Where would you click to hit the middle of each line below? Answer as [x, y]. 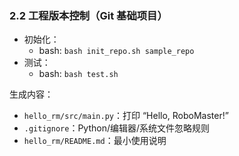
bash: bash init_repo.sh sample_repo [116, 51]
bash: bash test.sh [78, 74]
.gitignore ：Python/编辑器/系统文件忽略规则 [117, 128]
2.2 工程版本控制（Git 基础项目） [88, 15]
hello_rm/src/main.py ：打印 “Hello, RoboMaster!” [126, 116]
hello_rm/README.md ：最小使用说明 [95, 141]
